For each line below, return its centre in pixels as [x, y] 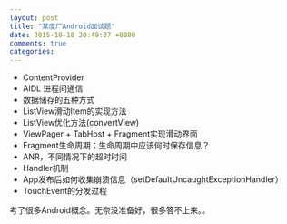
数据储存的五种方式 [59, 100]
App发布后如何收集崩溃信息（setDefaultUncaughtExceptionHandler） [153, 179]
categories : [32, 52]
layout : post [34, 18]
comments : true [38, 43]
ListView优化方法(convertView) [81, 123]
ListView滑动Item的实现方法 [74, 111]
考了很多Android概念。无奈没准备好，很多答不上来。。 [110, 210]
